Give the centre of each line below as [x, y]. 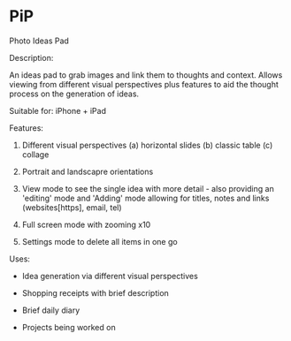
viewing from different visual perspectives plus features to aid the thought [144, 84]
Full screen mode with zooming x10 [86, 224]
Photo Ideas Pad [39, 41]
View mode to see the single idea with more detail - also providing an [148, 188]
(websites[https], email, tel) [72, 207]
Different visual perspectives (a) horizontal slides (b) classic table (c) [147, 145]
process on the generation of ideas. [74, 94]
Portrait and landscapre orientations [88, 171]
